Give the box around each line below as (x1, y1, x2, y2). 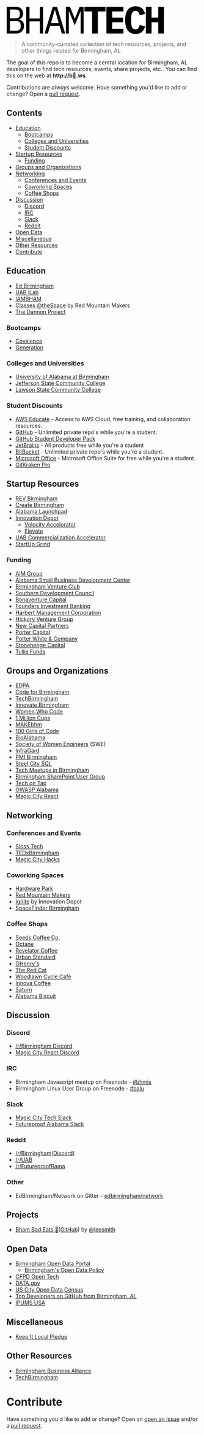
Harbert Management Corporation (15, 609, 101, 616)
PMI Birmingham (15, 753, 57, 761)
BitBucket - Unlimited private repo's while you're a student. (15, 447, 164, 455)
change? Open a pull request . (6, 90, 81, 97)
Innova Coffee (15, 979, 51, 986)
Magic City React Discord (15, 1049, 79, 1056)
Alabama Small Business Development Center (15, 576, 131, 584)
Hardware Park (15, 885, 54, 893)
